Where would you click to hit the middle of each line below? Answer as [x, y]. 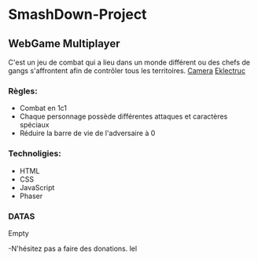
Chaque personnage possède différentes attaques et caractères [123, 116]
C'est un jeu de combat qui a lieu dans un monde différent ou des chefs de [129, 62]
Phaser [31, 196]
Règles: [23, 90]
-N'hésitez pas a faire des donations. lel [73, 248]
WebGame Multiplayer [64, 44]
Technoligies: [35, 153]
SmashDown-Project [77, 15]
